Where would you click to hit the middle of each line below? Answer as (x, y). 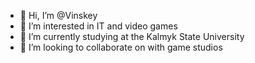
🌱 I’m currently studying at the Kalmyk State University (132, 36)
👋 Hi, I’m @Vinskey (58, 15)
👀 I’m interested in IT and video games (98, 26)
